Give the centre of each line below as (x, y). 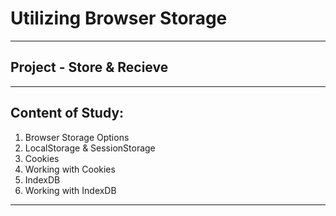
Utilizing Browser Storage (119, 18)
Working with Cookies (70, 169)
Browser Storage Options (77, 137)
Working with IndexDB (70, 190)
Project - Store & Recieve (89, 67)
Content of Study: (67, 113)
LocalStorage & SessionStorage (90, 148)
